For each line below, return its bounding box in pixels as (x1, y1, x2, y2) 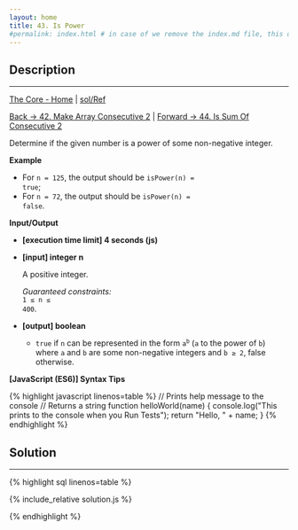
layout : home (9, 12, 58, 22)
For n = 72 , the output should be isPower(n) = (21, 191, 191, 202)
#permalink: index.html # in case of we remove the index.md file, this (9, 29, 284, 38)
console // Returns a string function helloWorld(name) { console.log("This (9, 401, 278, 411)
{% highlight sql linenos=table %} (9, 477, 132, 487)
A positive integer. (21, 269, 89, 280)
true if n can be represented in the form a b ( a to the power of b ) (35, 338, 266, 348)
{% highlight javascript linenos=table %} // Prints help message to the (9, 391, 264, 401)
